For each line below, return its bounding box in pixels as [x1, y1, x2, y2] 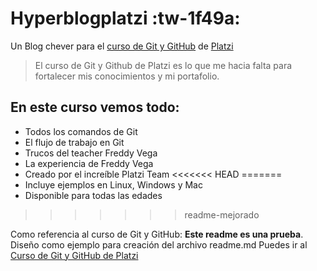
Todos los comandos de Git [24, 125, 138, 137]
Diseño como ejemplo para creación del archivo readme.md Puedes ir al [10, 238, 308, 251]
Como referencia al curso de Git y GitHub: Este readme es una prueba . [10, 228, 304, 240]
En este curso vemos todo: [10, 99, 180, 116]
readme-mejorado [184, 208, 260, 221]
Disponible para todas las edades [24, 189, 163, 201]
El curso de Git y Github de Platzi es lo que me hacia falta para [34, 59, 293, 71]
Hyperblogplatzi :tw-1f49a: [10, 7, 241, 30]
